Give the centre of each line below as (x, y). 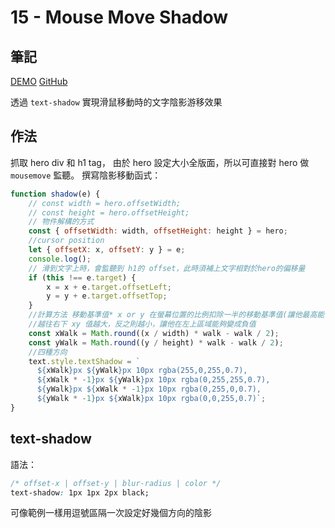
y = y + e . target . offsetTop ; (107, 296)
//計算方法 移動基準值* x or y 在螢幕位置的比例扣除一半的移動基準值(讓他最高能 (176, 315)
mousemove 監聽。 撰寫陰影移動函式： (86, 175)
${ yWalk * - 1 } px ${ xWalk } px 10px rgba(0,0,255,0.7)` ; (151, 399)
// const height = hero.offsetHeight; (109, 212)
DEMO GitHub (39, 81)
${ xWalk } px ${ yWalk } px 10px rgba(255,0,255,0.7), (142, 371)
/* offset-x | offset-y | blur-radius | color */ (116, 483)
